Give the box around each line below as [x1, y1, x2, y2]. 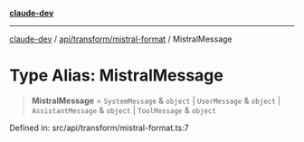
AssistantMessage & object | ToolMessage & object [31, 104, 217, 116]
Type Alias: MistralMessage [9, 65, 223, 86]
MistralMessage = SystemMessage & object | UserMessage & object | [31, 95, 281, 106]
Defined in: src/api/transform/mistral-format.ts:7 [9, 122, 189, 133]
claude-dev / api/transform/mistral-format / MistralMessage [9, 33, 233, 44]
